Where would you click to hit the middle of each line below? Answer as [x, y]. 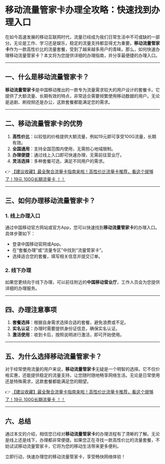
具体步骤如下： [20, 233]
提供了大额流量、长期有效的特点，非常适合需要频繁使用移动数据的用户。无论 [82, 96]
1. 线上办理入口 [23, 216]
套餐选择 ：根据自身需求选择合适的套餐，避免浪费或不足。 [70, 322]
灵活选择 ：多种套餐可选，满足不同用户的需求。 [59, 161]
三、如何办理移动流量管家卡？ [50, 200]
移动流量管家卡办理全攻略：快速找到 [78, 10]
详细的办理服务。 [22, 288]
